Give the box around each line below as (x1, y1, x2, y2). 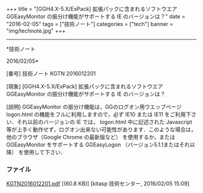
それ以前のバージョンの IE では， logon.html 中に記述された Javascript (16, 119, 192, 125)
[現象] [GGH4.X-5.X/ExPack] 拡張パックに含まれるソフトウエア (6, 83, 163, 90)
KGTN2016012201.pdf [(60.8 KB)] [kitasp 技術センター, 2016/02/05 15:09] (6, 180, 190, 188)
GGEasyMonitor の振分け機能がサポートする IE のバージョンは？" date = (6, 13, 185, 20)
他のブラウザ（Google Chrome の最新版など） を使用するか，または (6, 134, 175, 140)
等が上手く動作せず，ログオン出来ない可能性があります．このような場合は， (6, 126, 196, 133)
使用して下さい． (23, 149, 66, 155)
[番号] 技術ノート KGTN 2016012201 (6, 70, 96, 77)
